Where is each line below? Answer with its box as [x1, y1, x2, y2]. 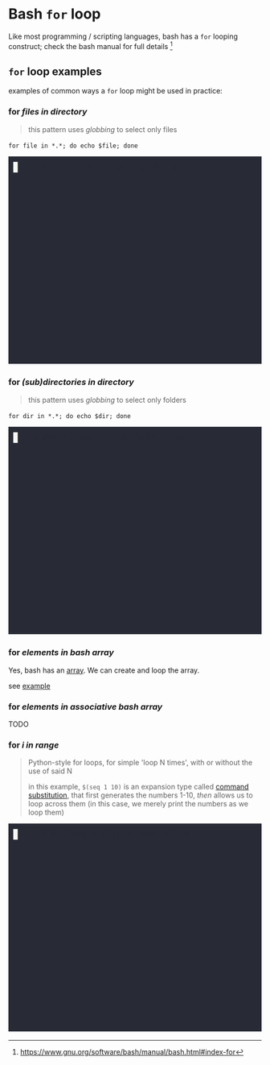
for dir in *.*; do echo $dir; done [8, 412, 131, 420]
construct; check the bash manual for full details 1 [8, 39, 173, 51]
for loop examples [8, 64, 102, 78]
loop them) [27, 807, 64, 818]
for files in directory [8, 106, 88, 118]
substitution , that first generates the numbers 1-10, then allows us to [27, 790, 253, 800]
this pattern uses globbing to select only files [27, 124, 178, 134]
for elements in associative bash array [8, 701, 163, 712]
